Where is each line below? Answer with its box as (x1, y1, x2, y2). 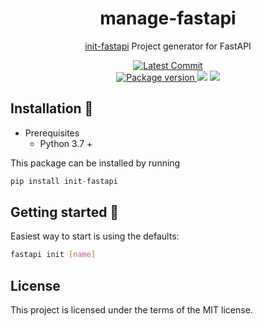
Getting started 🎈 (10, 204, 120, 221)
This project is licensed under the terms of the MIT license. (10, 304, 253, 316)
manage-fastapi (99, 7, 237, 30)
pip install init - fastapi (10, 176, 118, 186)
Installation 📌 (10, 100, 94, 117)
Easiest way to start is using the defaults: (10, 230, 180, 242)
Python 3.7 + (39, 137, 93, 149)
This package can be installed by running (10, 157, 181, 169)
